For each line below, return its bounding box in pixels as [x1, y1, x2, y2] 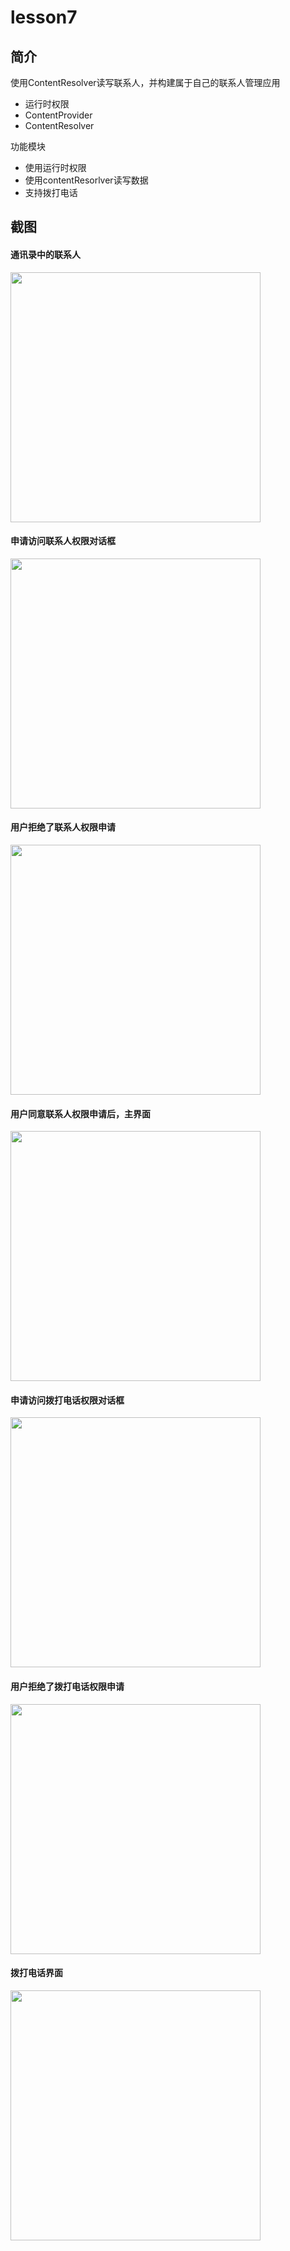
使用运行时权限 [24, 162, 87, 173]
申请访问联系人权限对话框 [10, 535, 116, 547]
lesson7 [10, 6, 78, 29]
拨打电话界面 [10, 1967, 63, 1979]
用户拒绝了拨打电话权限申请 [10, 1681, 125, 1692]
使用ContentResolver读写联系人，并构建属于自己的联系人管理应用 [10, 77, 281, 88]
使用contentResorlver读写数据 [24, 174, 149, 186]
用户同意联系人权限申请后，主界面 [10, 1107, 151, 1120]
